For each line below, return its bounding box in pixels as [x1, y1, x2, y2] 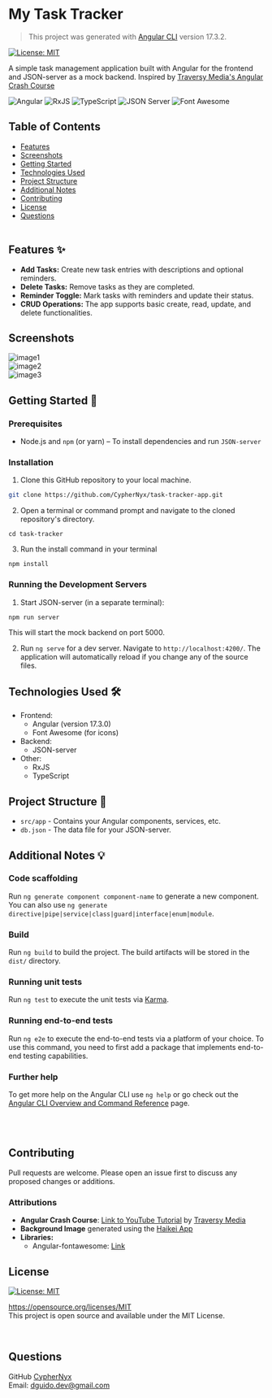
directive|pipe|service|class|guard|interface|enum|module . [8, 908, 214, 918]
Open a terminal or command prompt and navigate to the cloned [19, 506, 235, 516]
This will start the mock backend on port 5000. [8, 627, 165, 637]
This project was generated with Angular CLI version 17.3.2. [28, 32, 227, 41]
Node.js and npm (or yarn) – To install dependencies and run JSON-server [19, 437, 261, 446]
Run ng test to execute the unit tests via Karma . [8, 995, 169, 1004]
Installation [8, 456, 54, 468]
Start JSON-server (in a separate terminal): [19, 597, 165, 607]
